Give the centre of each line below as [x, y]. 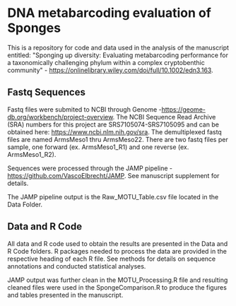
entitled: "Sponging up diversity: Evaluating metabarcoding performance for [118, 55]
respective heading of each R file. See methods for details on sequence [112, 259]
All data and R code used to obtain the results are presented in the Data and [118, 243]
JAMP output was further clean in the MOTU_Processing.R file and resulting [118, 280]
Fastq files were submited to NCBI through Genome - [84, 109]
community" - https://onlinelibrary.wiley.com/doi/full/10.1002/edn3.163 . [110, 70]
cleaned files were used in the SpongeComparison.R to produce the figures [117, 287]
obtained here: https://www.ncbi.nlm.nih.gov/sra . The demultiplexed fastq [115, 131]
